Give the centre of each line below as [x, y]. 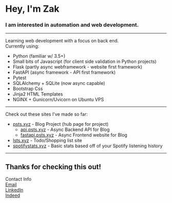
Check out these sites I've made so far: [47, 114]
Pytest [19, 78]
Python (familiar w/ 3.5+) [39, 56]
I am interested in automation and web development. [72, 25]
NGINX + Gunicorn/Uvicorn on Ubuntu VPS [58, 100]
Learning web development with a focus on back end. [62, 41]
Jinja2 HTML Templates [38, 94]
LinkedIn [14, 190]
